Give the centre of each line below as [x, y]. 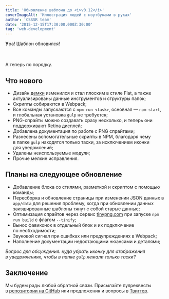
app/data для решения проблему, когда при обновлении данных [83, 203]
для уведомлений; [33, 147]
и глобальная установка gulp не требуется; [60, 115]
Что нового [24, 81]
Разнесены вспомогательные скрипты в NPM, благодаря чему [82, 136]
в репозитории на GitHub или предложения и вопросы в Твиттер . [77, 291]
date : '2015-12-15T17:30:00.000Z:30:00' [49, 24]
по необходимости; [34, 230]
